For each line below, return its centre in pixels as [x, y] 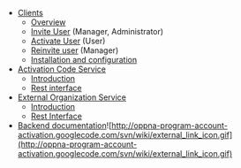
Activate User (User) [68, 41]
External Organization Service [72, 97]
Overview [48, 22]
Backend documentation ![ [64, 126]
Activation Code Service [62, 69]
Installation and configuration [84, 60]
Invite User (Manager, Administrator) [97, 31]
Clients [30, 13]
